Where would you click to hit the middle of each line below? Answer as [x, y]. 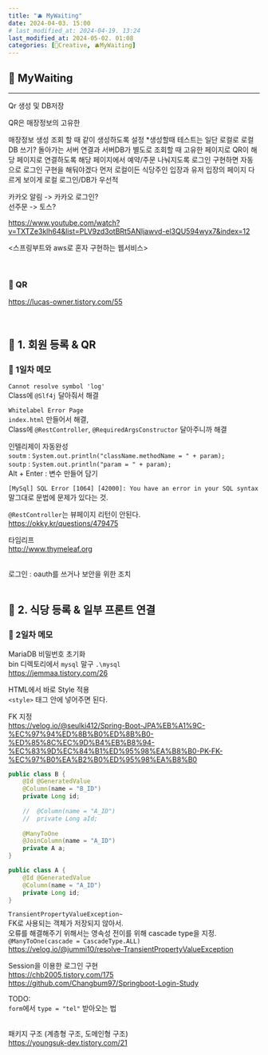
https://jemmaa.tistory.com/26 [58, 672]
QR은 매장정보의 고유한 [44, 122]
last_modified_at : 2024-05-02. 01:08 [71, 38]
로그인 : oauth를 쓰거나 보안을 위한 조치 [70, 574]
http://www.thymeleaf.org [51, 548]
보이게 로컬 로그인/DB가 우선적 [71, 179]
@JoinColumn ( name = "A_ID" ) [69, 841]
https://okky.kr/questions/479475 [63, 523]
